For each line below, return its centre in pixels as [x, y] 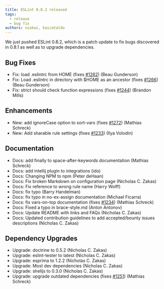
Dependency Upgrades [41, 238]
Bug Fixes [20, 63]
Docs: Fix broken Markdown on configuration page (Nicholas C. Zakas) [84, 181]
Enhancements [29, 111]
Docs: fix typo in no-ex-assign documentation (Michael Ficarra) [77, 197]
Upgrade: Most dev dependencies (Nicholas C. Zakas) [67, 266]
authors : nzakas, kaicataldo [35, 28]
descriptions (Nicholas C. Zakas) [45, 223]
